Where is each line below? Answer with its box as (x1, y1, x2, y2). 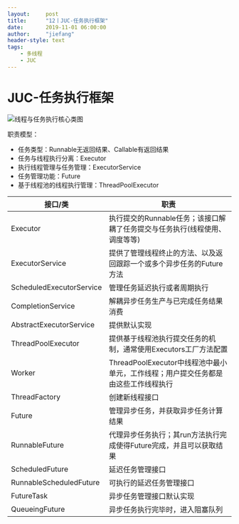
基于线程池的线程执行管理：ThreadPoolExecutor (17, 180, 159, 189)
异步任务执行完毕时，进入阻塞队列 (109, 504, 223, 514)
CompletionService (11, 301, 75, 311)
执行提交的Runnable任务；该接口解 (109, 213, 226, 223)
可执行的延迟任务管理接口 (109, 478, 195, 488)
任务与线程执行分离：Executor (17, 154, 107, 163)
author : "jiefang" (7, 30, 75, 38)
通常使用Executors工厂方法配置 (123, 344, 228, 354)
